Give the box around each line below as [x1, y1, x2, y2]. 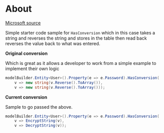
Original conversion [5, 50, 48, 56]
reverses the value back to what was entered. [5, 40, 100, 46]
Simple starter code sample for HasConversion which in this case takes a [5, 29, 155, 36]
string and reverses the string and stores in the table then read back [5, 35, 147, 41]
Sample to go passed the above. [5, 104, 73, 110]
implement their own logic [5, 65, 60, 72]
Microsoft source [5, 20, 41, 26]
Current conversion [5, 94, 48, 100]
